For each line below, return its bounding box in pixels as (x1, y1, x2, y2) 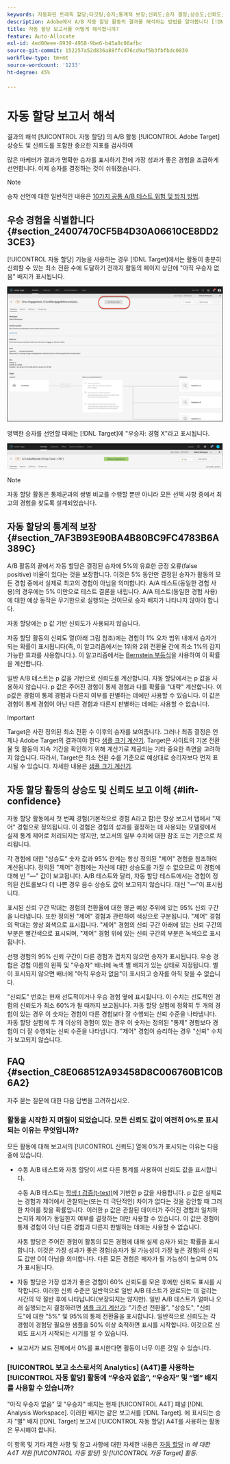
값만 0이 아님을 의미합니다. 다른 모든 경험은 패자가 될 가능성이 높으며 (24, 1255, 207, 1263)
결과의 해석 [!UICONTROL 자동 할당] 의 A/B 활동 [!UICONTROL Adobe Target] (7, 132, 220, 141)
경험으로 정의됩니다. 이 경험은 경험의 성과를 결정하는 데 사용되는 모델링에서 (16, 823, 216, 831)
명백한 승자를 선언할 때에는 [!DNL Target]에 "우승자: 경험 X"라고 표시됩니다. (7, 429, 210, 438)
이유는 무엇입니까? (21, 1125, 79, 1135)
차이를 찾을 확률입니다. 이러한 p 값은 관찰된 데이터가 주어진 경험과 (24, 1206, 200, 1214)
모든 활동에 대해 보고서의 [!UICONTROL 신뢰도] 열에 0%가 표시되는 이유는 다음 (7, 1142, 219, 1150)
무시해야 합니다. (14, 1426, 57, 1434)
